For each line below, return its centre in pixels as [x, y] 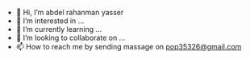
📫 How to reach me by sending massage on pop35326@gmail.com [129, 47]
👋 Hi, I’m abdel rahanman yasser [70, 12]
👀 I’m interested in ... [50, 21]
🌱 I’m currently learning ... [59, 29]
